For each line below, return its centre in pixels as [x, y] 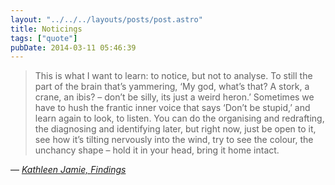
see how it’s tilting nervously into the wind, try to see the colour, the [174, 140]
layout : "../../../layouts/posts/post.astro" [106, 19]
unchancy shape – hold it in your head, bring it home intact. [157, 150]
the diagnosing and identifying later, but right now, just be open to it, [175, 129]
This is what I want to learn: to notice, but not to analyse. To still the [173, 76]
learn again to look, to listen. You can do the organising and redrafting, [179, 118]
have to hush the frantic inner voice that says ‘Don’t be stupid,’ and [172, 108]
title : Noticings [46, 29]
